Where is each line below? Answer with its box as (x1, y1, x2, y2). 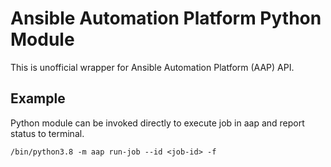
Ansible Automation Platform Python (10, 7, 322, 30)
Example (10, 90, 66, 107)
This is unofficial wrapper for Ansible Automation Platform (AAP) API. (10, 61, 295, 73)
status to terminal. (10, 127, 85, 139)
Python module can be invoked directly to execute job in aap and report (10, 117, 305, 129)
